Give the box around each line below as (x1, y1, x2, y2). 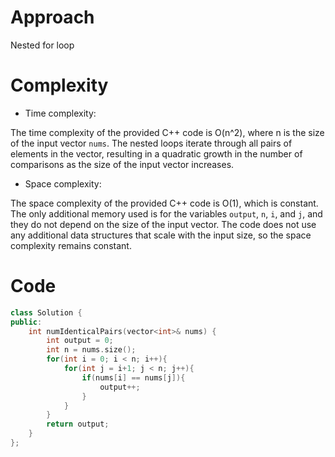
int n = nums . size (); (46, 345, 137, 355)
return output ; (46, 419, 110, 430)
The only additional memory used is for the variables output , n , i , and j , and (10, 207, 323, 220)
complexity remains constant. (10, 239, 132, 251)
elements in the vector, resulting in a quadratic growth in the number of (10, 147, 303, 160)
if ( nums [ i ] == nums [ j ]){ (81, 372, 186, 383)
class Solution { (10, 307, 83, 318)
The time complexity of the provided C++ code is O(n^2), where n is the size (10, 126, 325, 138)
